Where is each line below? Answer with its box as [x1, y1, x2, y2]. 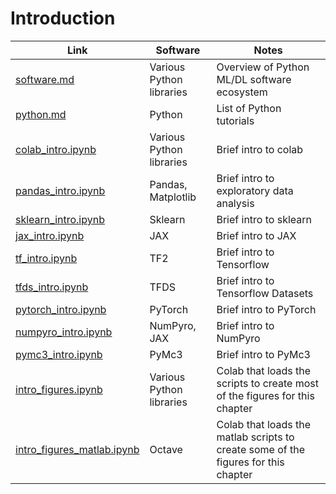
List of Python [216, 101, 282, 115]
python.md [15, 107, 67, 121]
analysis [216, 196, 255, 210]
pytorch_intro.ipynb [15, 302, 107, 316]
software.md [15, 72, 75, 86]
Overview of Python [216, 60, 310, 74]
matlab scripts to [216, 430, 295, 444]
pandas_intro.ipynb [15, 183, 106, 197]
